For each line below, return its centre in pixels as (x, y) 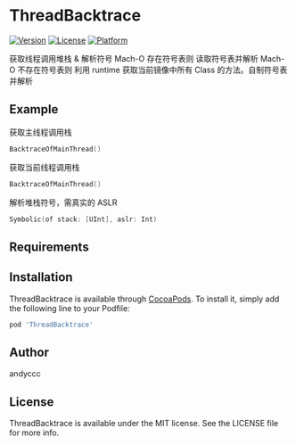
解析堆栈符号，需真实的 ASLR (63, 202)
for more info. (34, 433)
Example (34, 109)
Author (29, 352)
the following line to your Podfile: (70, 308)
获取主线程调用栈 (41, 132)
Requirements (49, 247)
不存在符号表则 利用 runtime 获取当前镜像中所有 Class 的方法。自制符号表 (152, 70)
